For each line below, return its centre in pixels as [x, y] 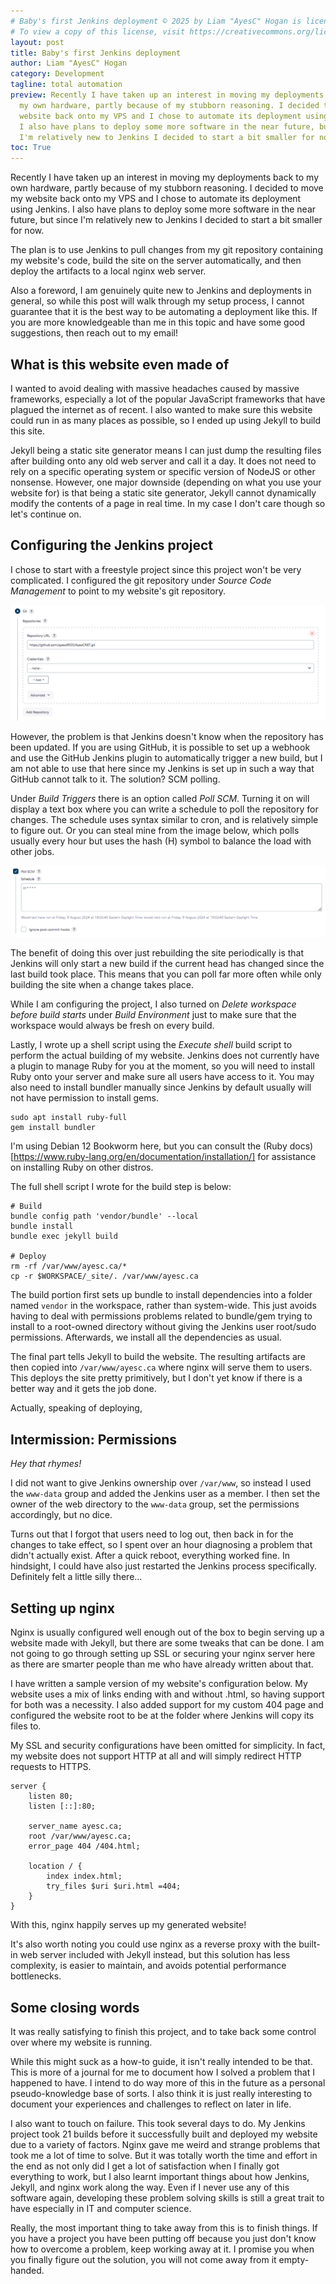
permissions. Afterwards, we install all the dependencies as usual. [146, 1337]
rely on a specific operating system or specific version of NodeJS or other [163, 471]
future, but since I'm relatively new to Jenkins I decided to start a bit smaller [166, 220]
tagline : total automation [66, 85]
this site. [27, 431]
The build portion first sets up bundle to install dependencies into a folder [161, 1295]
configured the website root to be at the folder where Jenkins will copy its [162, 1716]
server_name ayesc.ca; [75, 1826]
